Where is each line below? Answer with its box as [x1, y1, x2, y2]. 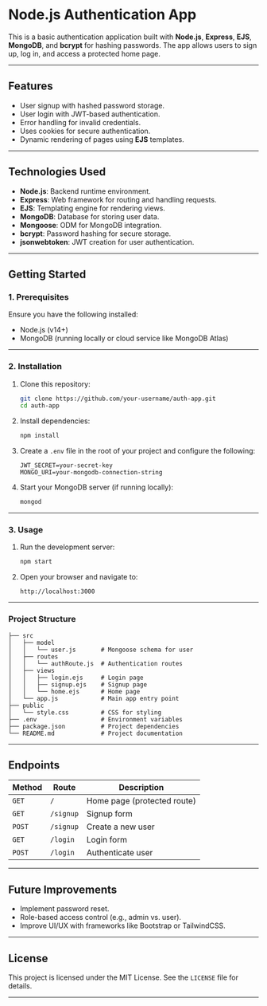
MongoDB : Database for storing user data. [19, 211, 160, 221]
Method [12, 782, 43, 793]
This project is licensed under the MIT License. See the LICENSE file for [8, 973, 238, 982]
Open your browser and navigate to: [19, 572, 138, 582]
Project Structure [8, 614, 76, 625]
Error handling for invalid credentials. [19, 117, 141, 127]
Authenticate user [86, 847, 153, 859]
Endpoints [8, 758, 60, 772]
